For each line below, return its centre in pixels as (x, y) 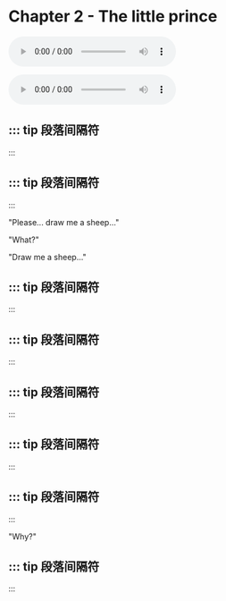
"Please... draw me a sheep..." (64, 222)
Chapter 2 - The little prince (113, 17)
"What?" (24, 240)
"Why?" (22, 536)
